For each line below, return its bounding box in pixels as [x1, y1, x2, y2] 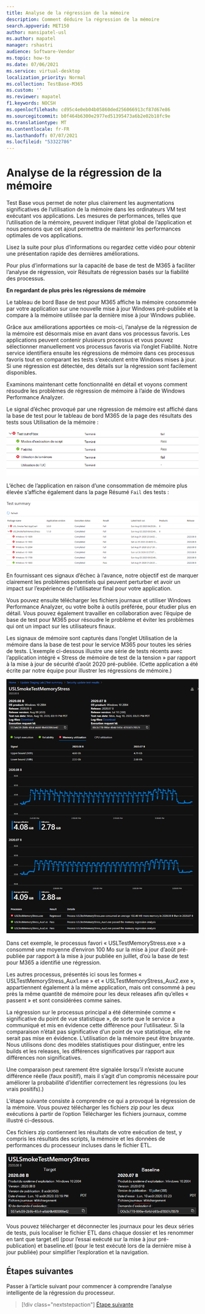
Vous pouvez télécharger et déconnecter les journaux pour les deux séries [6, 1223, 194, 1230]
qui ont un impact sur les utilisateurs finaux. [6, 622, 116, 630]
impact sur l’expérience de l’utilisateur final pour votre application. [6, 585, 172, 592]
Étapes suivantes [6, 1266, 74, 1277]
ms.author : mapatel [6, 35, 56, 42]
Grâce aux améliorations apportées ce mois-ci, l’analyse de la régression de [6, 323, 197, 331]
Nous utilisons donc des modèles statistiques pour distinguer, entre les [6, 1041, 185, 1049]
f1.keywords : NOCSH [6, 100, 56, 106]
